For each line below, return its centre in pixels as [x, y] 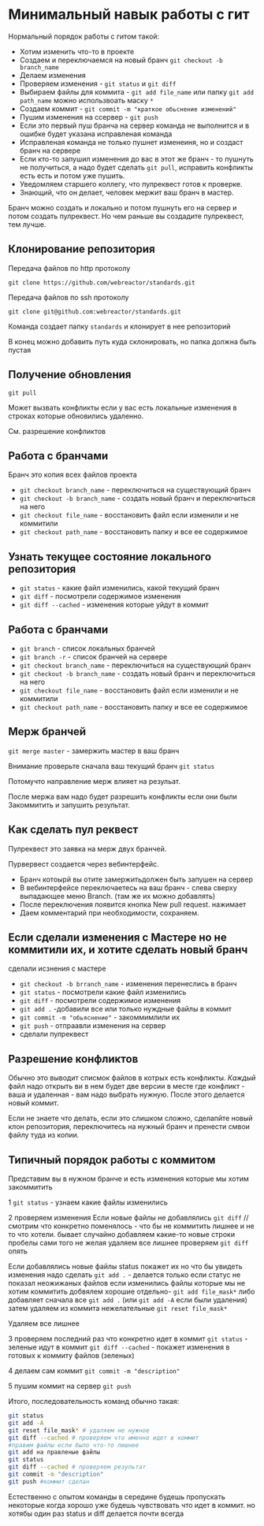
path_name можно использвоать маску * [86, 100]
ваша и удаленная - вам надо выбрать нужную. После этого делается [126, 1095]
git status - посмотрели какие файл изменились [103, 992]
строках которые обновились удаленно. [76, 416]
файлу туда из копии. [44, 1135]
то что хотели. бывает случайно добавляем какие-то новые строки [121, 1235]
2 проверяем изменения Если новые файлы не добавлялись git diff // [128, 1218]
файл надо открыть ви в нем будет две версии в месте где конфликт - [127, 1086]
